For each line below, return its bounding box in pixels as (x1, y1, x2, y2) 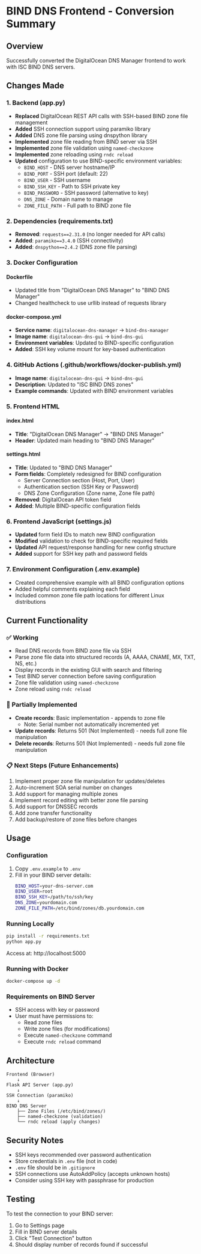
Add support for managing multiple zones (14, 790, 118, 798)
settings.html (6, 450, 41, 458)
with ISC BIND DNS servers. (6, 63, 76, 70)
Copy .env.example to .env (14, 865, 81, 872)
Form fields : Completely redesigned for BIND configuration (14, 470, 162, 478)
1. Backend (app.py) (6, 99, 65, 107)
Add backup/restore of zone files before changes (14, 816, 137, 823)
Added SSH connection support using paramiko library (14, 125, 151, 132)
